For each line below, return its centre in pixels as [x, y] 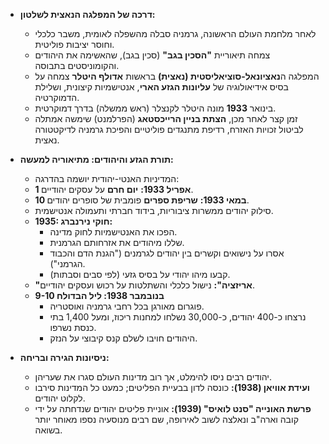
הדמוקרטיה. [57, 97]
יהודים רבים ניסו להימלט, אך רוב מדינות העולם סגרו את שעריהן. [153, 377]
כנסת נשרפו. [73, 327]
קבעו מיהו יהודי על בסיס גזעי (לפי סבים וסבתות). [140, 274]
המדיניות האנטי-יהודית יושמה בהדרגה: [107, 178]
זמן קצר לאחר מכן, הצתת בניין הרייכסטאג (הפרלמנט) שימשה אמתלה [166, 118]
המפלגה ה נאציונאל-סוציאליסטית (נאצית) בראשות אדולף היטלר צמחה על [177, 76]
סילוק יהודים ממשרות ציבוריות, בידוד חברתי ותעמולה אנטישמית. [154, 210]
